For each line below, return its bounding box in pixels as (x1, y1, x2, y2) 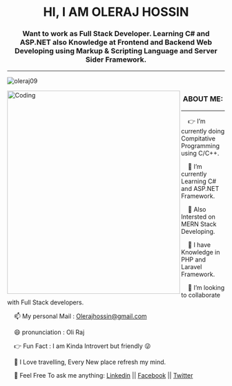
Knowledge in (181, 248, 220, 256)
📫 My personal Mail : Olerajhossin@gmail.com (13, 312, 147, 320)
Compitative (181, 134, 216, 143)
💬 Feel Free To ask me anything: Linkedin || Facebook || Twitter (13, 371, 193, 379)
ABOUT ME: (182, 94, 224, 104)
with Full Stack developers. (7, 298, 84, 306)
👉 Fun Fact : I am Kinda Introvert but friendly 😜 (13, 342, 151, 350)
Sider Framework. (85, 55, 147, 64)
